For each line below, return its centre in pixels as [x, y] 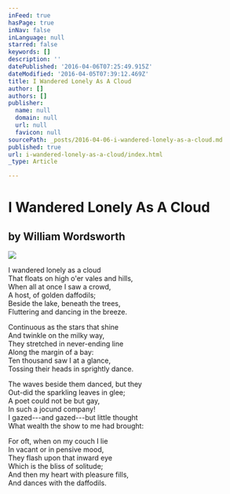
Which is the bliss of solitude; [56, 466]
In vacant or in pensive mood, [56, 450]
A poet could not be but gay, [54, 401]
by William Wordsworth [67, 236]
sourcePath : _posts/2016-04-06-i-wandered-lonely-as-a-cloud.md [115, 140]
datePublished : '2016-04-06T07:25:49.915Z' [80, 67]
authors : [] [27, 96]
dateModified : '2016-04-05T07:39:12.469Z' [78, 74]
